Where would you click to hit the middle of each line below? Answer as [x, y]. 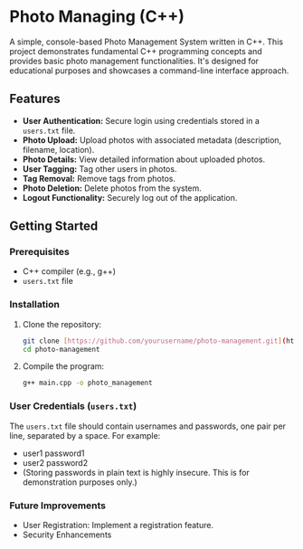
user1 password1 [53, 453]
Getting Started [54, 227]
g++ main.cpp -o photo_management [87, 383]
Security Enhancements [67, 535]
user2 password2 [55, 462]
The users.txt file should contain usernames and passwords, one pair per [148, 426]
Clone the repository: [62, 324]
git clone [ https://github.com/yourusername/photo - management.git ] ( [154, 341]
